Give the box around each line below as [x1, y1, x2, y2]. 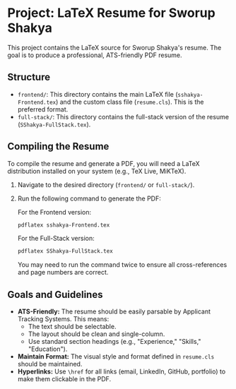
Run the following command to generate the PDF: [17, 194, 161, 203]
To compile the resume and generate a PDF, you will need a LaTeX [7, 159, 200, 167]
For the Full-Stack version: [17, 234, 95, 243]
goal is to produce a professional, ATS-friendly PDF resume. [7, 51, 182, 59]
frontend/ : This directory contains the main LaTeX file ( [17, 90, 178, 98]
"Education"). [28, 345, 68, 354]
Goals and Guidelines [7, 288, 103, 301]
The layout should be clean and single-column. [28, 330, 165, 338]
